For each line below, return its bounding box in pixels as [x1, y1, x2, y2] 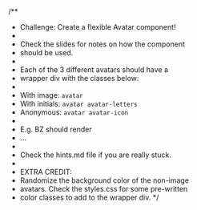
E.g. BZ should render [19, 124, 92, 134]
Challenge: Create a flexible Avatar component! [19, 22, 176, 31]
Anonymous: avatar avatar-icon [19, 107, 129, 117]
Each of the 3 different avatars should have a [19, 65, 169, 75]
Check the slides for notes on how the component [19, 39, 186, 49]
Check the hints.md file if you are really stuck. [19, 150, 172, 160]
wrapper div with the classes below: [19, 74, 139, 83]
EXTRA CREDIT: [19, 168, 72, 176]
